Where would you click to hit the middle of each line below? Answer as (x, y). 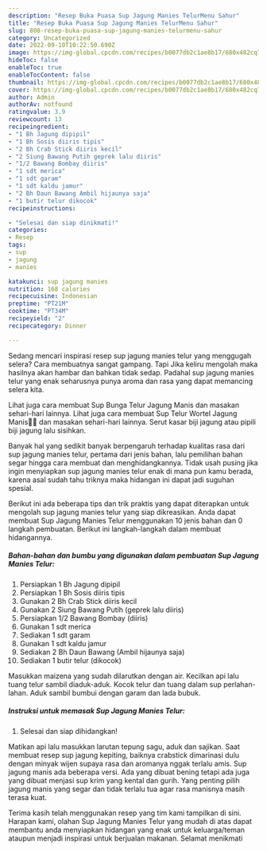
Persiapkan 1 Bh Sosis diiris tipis (72, 592)
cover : (19, 90)
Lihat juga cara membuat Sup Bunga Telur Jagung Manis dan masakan (124, 405)
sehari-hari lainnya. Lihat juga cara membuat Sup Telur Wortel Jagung (123, 413)
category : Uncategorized (49, 38)
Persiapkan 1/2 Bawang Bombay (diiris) (84, 618)
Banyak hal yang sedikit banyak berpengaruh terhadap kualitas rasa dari (126, 445)
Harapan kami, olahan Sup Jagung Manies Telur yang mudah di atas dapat (130, 821)
